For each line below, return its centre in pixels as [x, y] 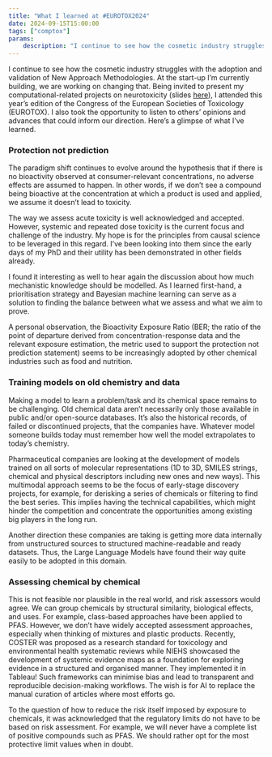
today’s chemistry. [39, 443]
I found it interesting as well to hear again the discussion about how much [131, 277]
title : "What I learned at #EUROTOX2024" [79, 16]
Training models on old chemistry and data [94, 383]
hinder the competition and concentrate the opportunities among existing [130, 511]
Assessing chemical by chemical [74, 582]
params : [21, 38]
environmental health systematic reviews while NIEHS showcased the [124, 651]
